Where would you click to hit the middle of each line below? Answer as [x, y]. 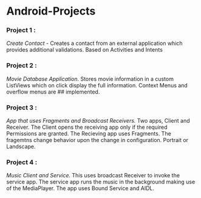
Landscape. [21, 146]
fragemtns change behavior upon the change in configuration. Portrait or [97, 140]
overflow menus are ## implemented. [53, 92]
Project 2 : [22, 66]
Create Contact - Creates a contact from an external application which [95, 43]
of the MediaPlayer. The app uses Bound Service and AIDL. [80, 188]
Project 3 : [22, 108]
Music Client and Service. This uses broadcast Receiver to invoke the [93, 176]
